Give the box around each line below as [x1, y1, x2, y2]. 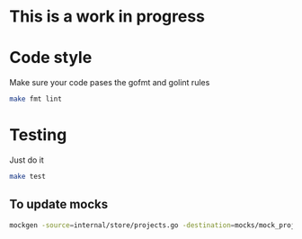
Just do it [9, 155, 45, 165]
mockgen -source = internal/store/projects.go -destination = [9, 220, 235, 230]
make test [9, 172, 47, 181]
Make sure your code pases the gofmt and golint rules [9, 77, 210, 88]
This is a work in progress [9, 6, 205, 27]
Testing [9, 125, 67, 146]
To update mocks [9, 197, 109, 212]
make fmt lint [9, 94, 63, 104]
